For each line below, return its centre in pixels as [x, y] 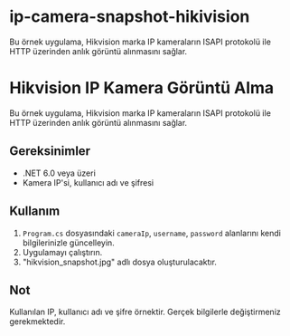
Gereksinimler [50, 151]
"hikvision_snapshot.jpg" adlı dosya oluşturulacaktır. [119, 262]
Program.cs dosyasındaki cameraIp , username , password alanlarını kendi [152, 233]
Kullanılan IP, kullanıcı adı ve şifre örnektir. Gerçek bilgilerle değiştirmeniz [145, 312]
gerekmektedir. [37, 322]
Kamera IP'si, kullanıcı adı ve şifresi [88, 182]
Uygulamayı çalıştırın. [62, 252]
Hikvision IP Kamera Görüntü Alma [142, 88]
